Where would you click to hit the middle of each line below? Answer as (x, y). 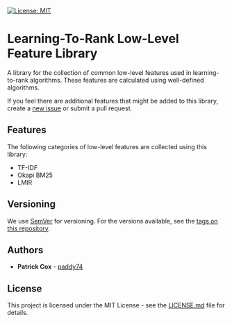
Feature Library (52, 54)
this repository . (29, 228)
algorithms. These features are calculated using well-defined (117, 80)
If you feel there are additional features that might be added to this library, (113, 101)
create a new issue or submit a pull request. (70, 108)
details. (18, 313)
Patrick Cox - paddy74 (50, 266)
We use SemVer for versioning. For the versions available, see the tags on (113, 221)
